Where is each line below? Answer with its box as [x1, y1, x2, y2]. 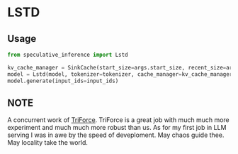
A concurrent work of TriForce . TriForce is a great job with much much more [7, 116, 229, 124]
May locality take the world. [7, 138, 89, 147]
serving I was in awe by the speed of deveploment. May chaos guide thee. [7, 131, 225, 139]
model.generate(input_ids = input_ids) [7, 77, 119, 84]
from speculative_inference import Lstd [7, 51, 129, 58]
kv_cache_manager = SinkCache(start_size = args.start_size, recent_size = [7, 64, 227, 71]
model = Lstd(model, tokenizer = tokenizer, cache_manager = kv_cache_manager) [7, 70, 236, 78]
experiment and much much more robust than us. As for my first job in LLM [7, 123, 227, 132]
